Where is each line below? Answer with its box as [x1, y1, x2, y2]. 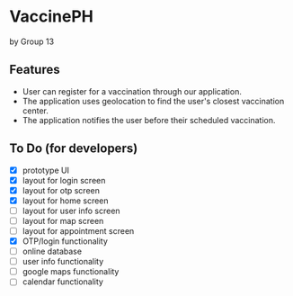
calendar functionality [22, 276, 103, 287]
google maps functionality [22, 266, 120, 277]
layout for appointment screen [22, 225, 135, 236]
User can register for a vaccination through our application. [22, 85, 243, 96]
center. [22, 105, 49, 116]
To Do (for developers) [9, 141, 138, 157]
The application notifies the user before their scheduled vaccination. [22, 114, 276, 125]
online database [22, 246, 83, 257]
